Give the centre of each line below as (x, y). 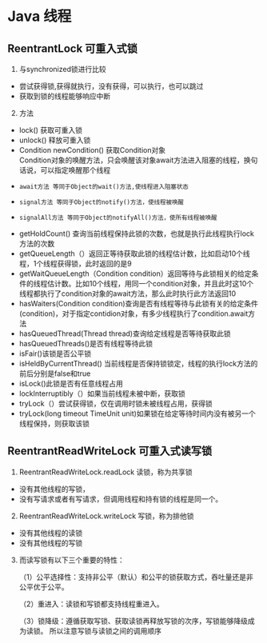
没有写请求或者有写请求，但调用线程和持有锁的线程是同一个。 (121, 499)
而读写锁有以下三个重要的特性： (72, 560)
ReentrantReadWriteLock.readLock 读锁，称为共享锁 (106, 472)
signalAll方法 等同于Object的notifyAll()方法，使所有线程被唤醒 (118, 218)
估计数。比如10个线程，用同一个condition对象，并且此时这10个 (150, 284)
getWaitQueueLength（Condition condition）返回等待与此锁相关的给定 (135, 274)
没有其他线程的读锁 (51, 533)
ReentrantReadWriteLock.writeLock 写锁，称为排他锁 (106, 516)
